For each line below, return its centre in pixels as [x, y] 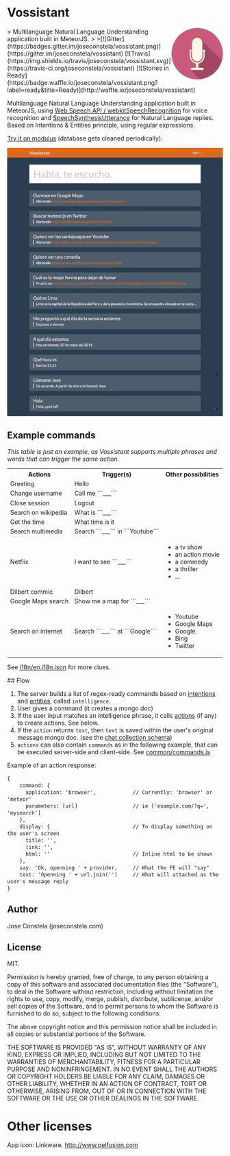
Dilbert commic [31, 592]
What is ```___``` [96, 512]
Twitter [185, 646]
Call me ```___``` [96, 493]
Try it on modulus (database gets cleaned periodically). [85, 138]
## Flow [18, 680]
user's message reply [38, 881]
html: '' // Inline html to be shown [119, 854]
